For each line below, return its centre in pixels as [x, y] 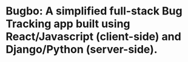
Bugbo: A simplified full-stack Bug [94, 11]
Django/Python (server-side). [82, 50]
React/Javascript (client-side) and [93, 37]
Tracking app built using [68, 24]
